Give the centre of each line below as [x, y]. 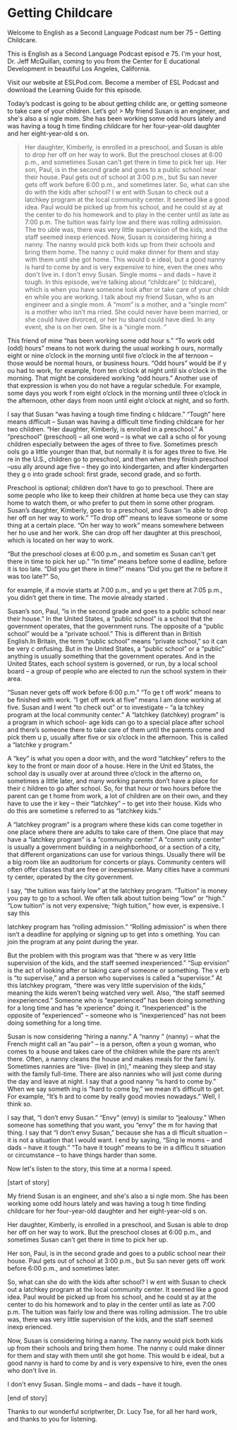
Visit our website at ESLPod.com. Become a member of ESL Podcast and [113, 82]
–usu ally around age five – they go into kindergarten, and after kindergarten [118, 466]
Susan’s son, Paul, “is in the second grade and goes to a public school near [116, 611]
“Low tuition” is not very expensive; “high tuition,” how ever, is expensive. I [116, 905]
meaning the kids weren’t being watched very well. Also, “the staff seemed [116, 993]
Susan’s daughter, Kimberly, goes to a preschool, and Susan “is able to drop [117, 510]
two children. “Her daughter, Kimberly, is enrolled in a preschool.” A [105, 429]
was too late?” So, [34, 576]
